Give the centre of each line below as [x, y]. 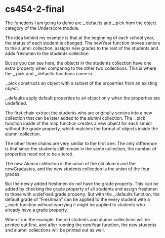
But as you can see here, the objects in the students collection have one [79, 63]
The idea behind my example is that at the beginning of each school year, [80, 38]
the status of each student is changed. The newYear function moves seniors [83, 43]
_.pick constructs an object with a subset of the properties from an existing [81, 83]
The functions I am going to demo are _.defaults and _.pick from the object [81, 23]
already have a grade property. [37, 210]
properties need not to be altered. [40, 154]
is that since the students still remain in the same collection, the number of [81, 148]
